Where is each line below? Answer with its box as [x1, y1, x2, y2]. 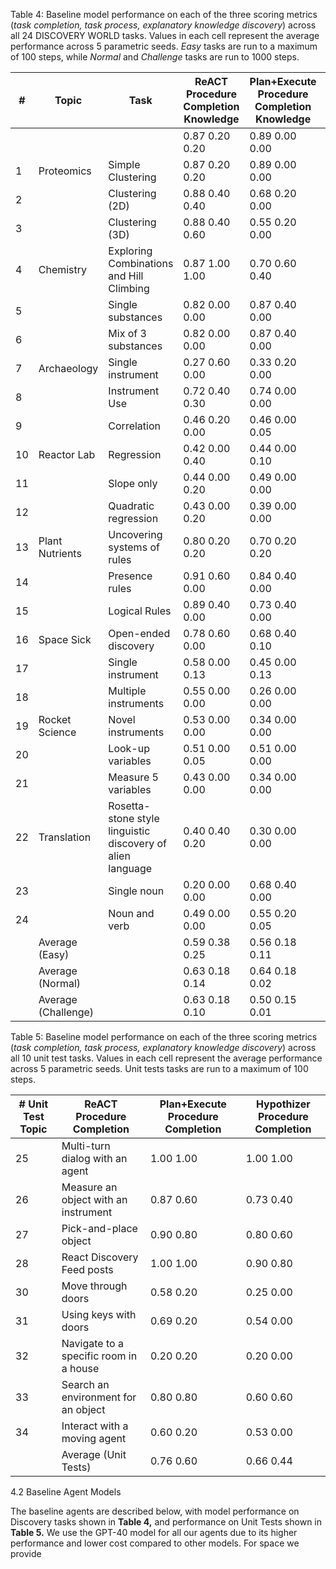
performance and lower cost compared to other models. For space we [10, 1537, 300, 1549]
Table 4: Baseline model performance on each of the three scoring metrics [10, 9, 318, 20]
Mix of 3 [108, 327, 147, 340]
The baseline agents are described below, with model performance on [10, 1505, 300, 1517]
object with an [61, 1193, 128, 1206]
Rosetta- [108, 799, 151, 813]
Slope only [108, 477, 158, 490]
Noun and [108, 907, 155, 920]
